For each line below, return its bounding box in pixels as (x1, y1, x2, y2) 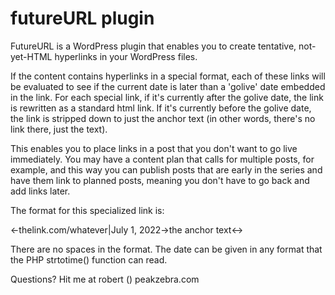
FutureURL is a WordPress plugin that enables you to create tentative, (10, 40, 297, 52)
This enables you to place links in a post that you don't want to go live (10, 142, 298, 154)
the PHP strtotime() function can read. (10, 253, 168, 266)
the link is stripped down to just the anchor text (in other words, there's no (10, 112, 316, 124)
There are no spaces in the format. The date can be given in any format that (10, 243, 323, 255)
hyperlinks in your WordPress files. (54, 50, 198, 62)
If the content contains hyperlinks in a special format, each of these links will (10, 70, 326, 82)
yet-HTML (10, 50, 53, 62)
